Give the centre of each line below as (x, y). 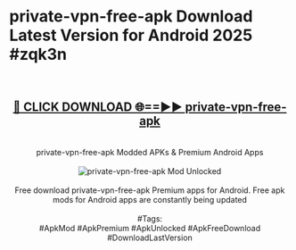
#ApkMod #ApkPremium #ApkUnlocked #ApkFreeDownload (150, 228)
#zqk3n (38, 54)
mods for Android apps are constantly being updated (150, 199)
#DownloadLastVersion (150, 237)
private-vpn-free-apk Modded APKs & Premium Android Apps (150, 152)
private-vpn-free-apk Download (131, 17)
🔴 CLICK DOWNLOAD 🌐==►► (98, 108)
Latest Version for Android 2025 (131, 35)
